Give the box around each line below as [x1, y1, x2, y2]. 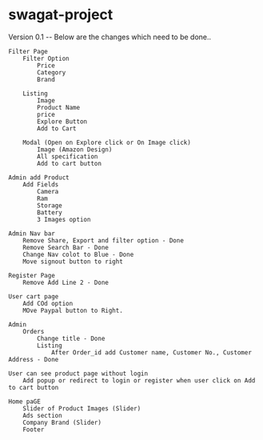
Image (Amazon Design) [37, 146, 113, 154]
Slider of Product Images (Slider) [22, 404, 141, 413]
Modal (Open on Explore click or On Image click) [22, 138, 192, 146]
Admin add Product [8, 174, 70, 182]
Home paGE [8, 398, 42, 406]
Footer [22, 426, 45, 434]
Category [37, 68, 66, 77]
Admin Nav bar [8, 230, 56, 238]
